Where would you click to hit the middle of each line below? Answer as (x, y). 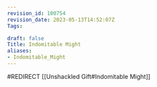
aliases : (20, 51)
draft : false (26, 38)
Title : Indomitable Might (44, 45)
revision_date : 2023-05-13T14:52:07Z (61, 20)
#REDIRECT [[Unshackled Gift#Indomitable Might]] (79, 76)
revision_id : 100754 (37, 13)
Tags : (15, 26)
